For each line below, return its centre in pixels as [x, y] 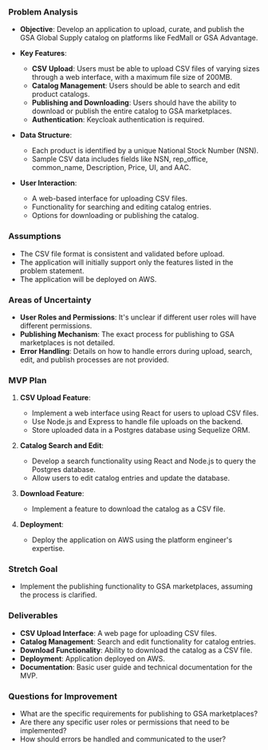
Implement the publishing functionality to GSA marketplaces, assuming [136, 586]
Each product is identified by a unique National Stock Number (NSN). [145, 151]
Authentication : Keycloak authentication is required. [118, 120]
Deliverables [33, 616]
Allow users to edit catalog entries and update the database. [131, 478]
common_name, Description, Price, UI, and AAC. [111, 168]
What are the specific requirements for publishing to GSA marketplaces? [138, 714]
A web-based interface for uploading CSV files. [109, 199]
